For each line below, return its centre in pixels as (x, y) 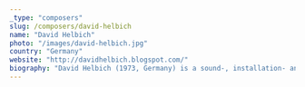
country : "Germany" (46, 52)
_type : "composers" (46, 18)
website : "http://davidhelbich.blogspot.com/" (99, 60)
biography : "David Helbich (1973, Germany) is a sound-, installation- (148, 69)
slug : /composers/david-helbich (70, 26)
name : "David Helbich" (52, 34)
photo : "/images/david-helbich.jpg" (79, 43)
